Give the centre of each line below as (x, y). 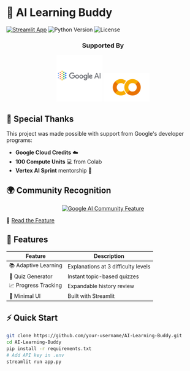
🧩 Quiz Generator (31, 276)
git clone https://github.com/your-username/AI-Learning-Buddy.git (94, 336)
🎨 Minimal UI (25, 296)
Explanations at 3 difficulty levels (109, 266)
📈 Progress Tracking (36, 285)
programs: (19, 140)
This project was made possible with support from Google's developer (95, 134)
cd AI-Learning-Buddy (34, 342)
